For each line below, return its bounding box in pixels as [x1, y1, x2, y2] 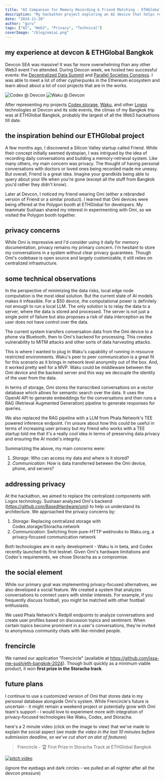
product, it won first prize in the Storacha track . [5, 666, 103, 671]
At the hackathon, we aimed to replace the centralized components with [5, 493, 151, 499]
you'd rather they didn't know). [5, 181, 68, 187]
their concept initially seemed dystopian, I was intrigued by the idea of [5, 150, 147, 156]
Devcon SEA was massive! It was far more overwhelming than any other [5, 61, 151, 67]
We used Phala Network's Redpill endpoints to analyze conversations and [5, 612, 154, 618]
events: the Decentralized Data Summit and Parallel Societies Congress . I [5, 72, 153, 78]
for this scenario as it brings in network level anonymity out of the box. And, [5, 359, 159, 365]
